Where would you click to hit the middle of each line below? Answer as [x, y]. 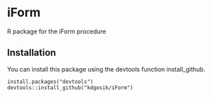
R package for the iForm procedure [57, 31]
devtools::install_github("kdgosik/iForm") [70, 87]
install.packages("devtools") [50, 82]
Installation [32, 53]
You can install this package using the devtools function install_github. [106, 69]
